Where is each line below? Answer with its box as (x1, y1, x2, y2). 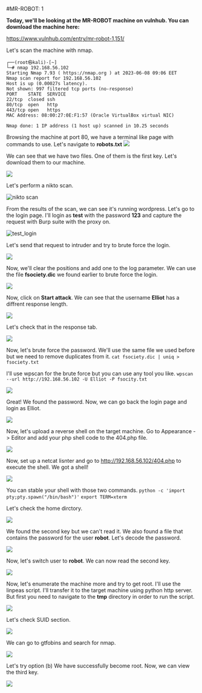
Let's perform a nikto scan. (6, 182, 74, 189)
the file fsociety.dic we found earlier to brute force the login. (6, 271, 158, 278)
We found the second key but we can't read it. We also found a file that (6, 528, 183, 535)
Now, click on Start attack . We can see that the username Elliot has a (6, 294, 180, 301)
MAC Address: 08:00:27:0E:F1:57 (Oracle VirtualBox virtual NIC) (6, 112, 174, 118)
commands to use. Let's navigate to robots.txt (6, 141, 123, 147)
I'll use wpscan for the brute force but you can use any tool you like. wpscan (6, 370, 194, 377)
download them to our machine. (6, 159, 86, 166)
